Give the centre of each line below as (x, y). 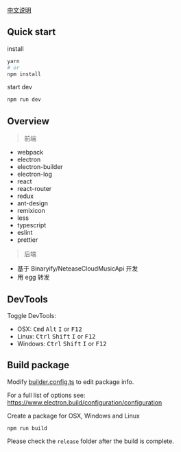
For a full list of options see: (46, 395)
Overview (28, 121)
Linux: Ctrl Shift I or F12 (56, 336)
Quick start (32, 32)
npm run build (27, 428)
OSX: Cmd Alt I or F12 (49, 329)
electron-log (35, 174)
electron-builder (40, 167)
